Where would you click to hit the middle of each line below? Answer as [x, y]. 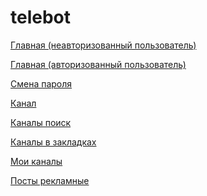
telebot [41, 17]
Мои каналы [36, 161]
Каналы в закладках [53, 142]
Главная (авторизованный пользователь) [98, 64]
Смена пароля [41, 83]
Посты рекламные [50, 180]
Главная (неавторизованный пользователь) [103, 45]
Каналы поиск [41, 122]
